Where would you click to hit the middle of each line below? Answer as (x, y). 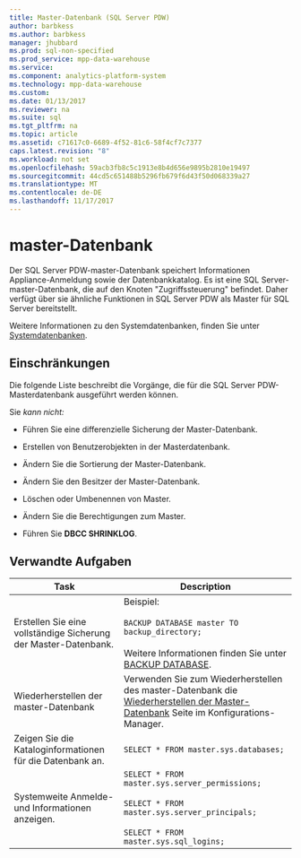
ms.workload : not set (50, 159)
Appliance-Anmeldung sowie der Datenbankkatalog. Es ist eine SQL (134, 280)
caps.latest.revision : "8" (60, 151)
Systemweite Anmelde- (64, 797)
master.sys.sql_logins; (175, 842)
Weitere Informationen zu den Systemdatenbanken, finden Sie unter (134, 325)
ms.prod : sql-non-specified (62, 51)
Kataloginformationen (59, 750)
